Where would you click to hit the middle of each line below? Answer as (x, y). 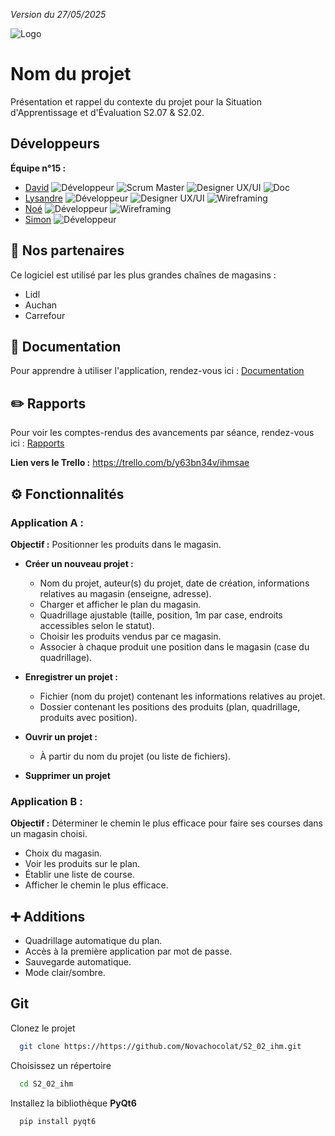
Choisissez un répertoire (61, 1065)
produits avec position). (88, 717)
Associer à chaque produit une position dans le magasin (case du (174, 646)
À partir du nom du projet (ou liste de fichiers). (135, 756)
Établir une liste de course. (79, 875)
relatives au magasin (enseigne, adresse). (125, 593)
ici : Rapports (37, 443)
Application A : (47, 522)
